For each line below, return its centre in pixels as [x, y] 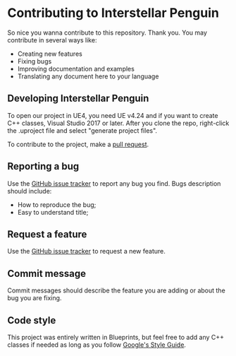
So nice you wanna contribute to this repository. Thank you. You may [107, 32]
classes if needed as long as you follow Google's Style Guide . [97, 345]
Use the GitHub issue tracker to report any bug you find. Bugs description [114, 183]
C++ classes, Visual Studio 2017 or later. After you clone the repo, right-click [118, 123]
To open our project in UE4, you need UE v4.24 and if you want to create [113, 115]
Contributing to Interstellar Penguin [113, 13]
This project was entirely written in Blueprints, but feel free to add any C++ [116, 337]
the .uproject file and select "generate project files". [82, 130]
